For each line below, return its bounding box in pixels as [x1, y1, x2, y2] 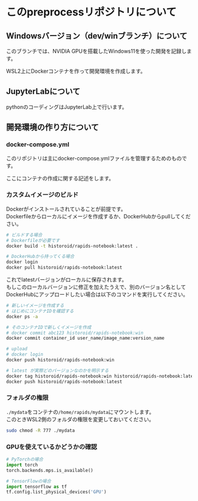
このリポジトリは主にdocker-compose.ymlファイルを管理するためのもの [6, 154, 182, 161]
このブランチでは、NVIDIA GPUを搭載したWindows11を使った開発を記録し [6, 48, 187, 54]
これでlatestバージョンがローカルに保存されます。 [6, 276, 127, 283]
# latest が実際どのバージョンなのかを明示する [6, 367, 109, 373]
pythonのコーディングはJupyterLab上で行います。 [6, 103, 128, 110]
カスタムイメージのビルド [6, 190, 78, 199]
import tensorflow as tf [6, 483, 67, 490]
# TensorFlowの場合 [6, 478, 51, 484]
